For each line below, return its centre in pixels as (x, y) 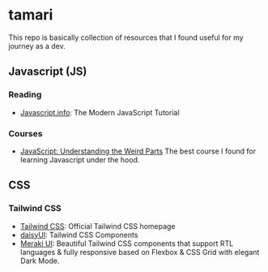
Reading (25, 95)
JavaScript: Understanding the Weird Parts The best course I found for (138, 151)
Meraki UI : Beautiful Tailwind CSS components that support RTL (127, 243)
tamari (31, 15)
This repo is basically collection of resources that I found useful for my (126, 37)
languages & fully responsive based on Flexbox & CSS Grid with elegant (140, 252)
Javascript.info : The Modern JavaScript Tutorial (100, 112)
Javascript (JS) (48, 72)
